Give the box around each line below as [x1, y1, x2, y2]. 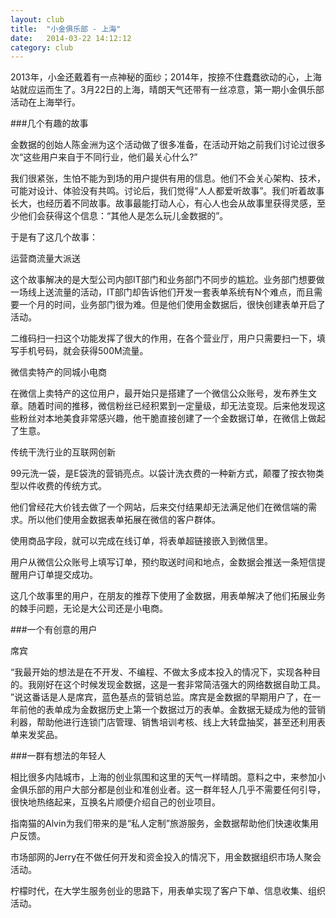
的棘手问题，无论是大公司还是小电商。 [10, 602, 168, 615]
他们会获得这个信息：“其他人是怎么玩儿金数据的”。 [18, 210, 229, 222]
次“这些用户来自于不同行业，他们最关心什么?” [10, 151, 198, 163]
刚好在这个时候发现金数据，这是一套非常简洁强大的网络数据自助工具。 [36, 679, 326, 691]
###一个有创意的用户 [10, 624, 98, 636]
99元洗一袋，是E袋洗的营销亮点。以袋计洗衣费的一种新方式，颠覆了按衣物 [10, 467, 316, 480]
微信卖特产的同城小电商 [10, 366, 107, 378]
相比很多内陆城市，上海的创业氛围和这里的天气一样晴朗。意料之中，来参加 [10, 771, 317, 783]
